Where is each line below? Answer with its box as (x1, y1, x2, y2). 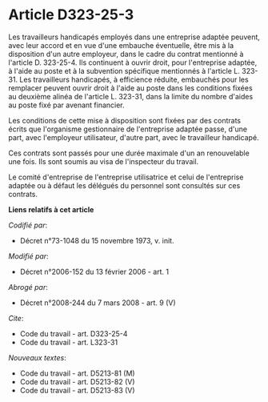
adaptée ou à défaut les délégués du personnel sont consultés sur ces (8, 180, 241, 190)
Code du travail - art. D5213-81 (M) (19, 368, 135, 378)
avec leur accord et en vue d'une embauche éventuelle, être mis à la (8, 40, 234, 50)
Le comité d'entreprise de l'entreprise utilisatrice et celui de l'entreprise (8, 172, 244, 182)
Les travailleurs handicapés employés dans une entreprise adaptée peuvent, (8, 32, 260, 42)
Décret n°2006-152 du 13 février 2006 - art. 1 (19, 267, 170, 276)
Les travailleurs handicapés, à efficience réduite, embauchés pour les (19, 74, 250, 84)
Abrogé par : (8, 282, 48, 291)
